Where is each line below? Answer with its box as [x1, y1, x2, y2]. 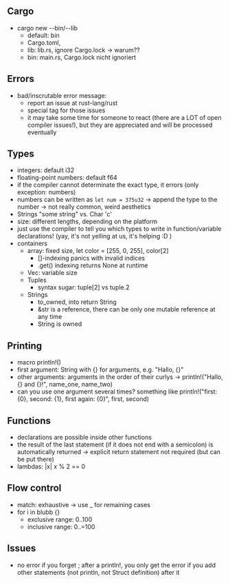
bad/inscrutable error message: [16, 91, 107, 99]
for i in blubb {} [16, 508, 60, 516]
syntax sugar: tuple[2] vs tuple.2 [37, 283, 130, 291]
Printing [7, 340, 43, 351]
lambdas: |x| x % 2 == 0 [16, 462, 86, 471]
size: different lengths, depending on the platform [16, 217, 158, 226]
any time [37, 313, 62, 321]
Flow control [7, 482, 62, 494]
